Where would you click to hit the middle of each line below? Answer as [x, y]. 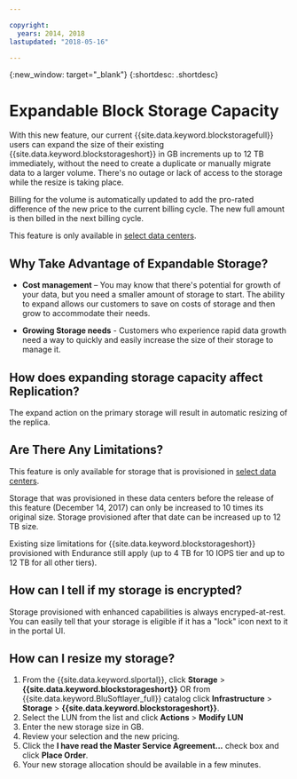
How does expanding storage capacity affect [136, 377]
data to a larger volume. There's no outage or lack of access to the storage [146, 173]
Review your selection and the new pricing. [101, 736]
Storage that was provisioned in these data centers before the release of [142, 497]
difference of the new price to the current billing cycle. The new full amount [147, 209]
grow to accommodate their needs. [86, 314]
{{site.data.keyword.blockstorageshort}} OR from [116, 689]
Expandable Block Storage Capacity [144, 111]
